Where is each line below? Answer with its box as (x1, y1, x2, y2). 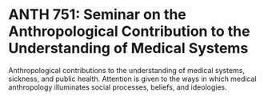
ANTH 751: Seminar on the (8, 6, 186, 24)
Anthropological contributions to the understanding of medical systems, (8, 65, 246, 75)
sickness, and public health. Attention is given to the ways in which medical (8, 74, 258, 83)
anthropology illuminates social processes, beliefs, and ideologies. (8, 82, 227, 92)
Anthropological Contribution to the (8, 22, 250, 40)
